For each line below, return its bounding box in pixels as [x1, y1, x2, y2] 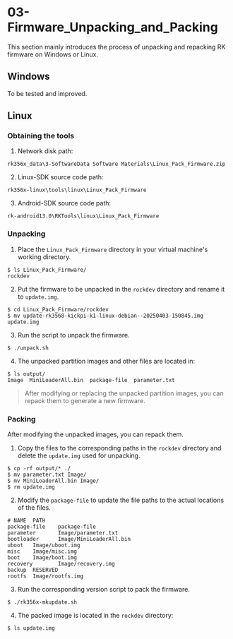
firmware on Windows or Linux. [7, 50, 99, 59]
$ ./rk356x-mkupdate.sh [7, 599, 78, 606]
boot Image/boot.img [7, 554, 78, 561]
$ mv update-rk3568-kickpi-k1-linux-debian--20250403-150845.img [7, 312, 203, 319]
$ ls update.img [7, 625, 55, 632]
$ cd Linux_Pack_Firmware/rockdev [7, 306, 109, 313]
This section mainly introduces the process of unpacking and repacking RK [7, 42, 226, 51]
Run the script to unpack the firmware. [17, 330, 130, 339]
